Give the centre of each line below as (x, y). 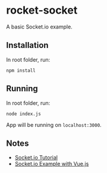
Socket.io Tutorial (36, 158)
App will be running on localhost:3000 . (54, 124)
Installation (27, 45)
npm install (21, 71)
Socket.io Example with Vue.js (52, 164)
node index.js (24, 114)
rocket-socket (42, 10)
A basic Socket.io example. (39, 27)
